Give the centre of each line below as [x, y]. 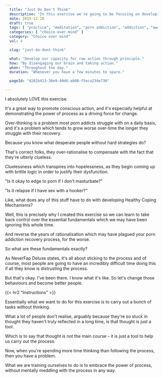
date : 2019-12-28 [27, 18]
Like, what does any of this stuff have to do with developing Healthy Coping [81, 200]
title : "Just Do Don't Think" [40, 9]
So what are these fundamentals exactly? [46, 249]
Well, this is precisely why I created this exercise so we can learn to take [77, 214]
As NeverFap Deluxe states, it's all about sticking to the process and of [76, 258]
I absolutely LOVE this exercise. [36, 99]
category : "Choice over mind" [40, 37]
